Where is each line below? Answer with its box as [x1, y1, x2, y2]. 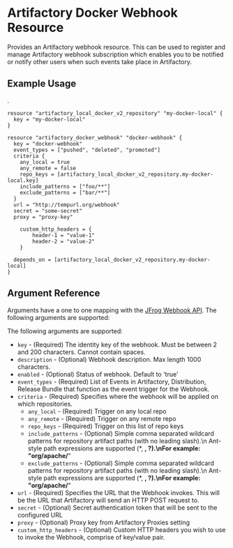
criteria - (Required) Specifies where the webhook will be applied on [17, 392, 218, 400]
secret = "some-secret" [13, 207, 82, 214]
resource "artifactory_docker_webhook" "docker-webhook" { [7, 134, 183, 141]
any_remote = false [20, 165, 77, 172]
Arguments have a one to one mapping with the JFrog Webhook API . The [7, 305, 217, 314]
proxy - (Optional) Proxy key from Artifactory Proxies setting [17, 518, 190, 526]
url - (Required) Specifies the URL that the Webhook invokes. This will [17, 488, 220, 496]
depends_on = [13, 256, 52, 263]
